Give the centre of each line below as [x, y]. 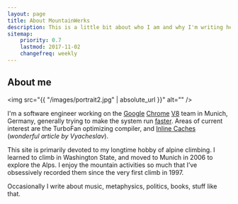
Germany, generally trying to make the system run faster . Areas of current [115, 121]
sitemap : [20, 34]
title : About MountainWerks [49, 21]
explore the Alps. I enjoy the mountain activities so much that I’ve [102, 165]
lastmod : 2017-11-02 [50, 47]
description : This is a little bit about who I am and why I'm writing [115, 27]
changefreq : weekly [49, 54]
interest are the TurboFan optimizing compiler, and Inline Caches [102, 128]
